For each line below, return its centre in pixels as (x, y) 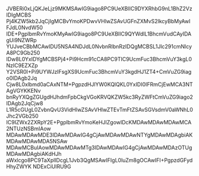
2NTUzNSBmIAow (29, 128)
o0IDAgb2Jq (22, 78)
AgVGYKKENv (23, 91)
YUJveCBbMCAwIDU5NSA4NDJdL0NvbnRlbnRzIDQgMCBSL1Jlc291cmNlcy (99, 46)
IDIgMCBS (19, 15)
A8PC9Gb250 (23, 53)
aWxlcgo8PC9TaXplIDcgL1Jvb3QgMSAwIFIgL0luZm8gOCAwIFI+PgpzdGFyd (99, 160)
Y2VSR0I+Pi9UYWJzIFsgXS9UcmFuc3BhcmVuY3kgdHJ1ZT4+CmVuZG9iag (99, 72)
